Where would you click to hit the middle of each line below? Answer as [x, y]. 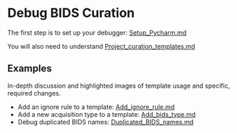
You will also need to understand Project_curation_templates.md [101, 46]
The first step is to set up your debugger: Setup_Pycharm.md [97, 33]
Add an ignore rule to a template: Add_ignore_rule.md [96, 107]
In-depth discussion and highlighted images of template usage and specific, [119, 86]
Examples [30, 69]
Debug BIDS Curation [71, 13]
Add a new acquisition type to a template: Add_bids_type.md [106, 114]
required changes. [34, 93]
